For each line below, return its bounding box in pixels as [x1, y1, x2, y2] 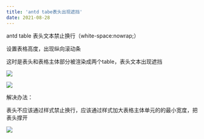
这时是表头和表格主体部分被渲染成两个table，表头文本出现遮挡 [6, 58, 163, 65]
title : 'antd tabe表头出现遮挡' [6, 8, 83, 15]
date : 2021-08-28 [6, 15, 50, 21]
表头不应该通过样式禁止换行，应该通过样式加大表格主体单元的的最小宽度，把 [6, 106, 198, 114]
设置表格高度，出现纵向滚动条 [6, 45, 81, 52]
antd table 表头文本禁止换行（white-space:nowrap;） [6, 32, 140, 39]
